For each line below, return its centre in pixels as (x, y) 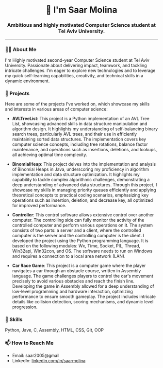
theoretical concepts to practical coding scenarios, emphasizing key (80, 195)
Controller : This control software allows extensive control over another (83, 215)
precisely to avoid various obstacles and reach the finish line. (73, 281)
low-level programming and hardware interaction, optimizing (73, 292)
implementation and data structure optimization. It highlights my (76, 175)
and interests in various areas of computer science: (56, 109)
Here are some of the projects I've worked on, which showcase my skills (77, 104)
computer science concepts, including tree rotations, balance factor (80, 144)
